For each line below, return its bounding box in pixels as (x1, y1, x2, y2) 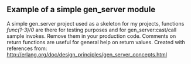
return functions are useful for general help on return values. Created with (6, 38, 185, 45)
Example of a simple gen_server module (6, 5, 156, 15)
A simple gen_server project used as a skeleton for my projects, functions (6, 20, 185, 27)
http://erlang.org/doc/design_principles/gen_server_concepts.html (6, 51, 168, 58)
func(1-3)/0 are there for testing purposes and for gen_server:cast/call (6, 26, 177, 33)
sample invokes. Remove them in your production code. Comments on (6, 32, 176, 40)
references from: (6, 45, 47, 52)
